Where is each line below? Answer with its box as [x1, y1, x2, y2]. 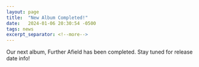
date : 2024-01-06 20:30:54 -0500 [6, 20, 96, 26]
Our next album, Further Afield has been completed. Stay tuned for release [6, 48, 193, 55]
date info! [6, 55, 30, 62]
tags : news [6, 26, 34, 32]
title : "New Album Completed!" [6, 15, 88, 21]
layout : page [6, 9, 39, 15]
